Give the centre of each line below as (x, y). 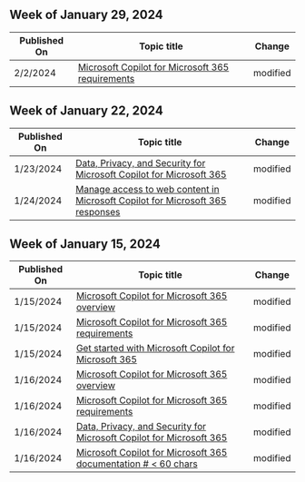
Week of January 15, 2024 (85, 244)
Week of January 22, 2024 (86, 111)
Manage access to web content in (148, 189)
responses (98, 211)
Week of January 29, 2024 (86, 15)
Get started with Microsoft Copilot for (155, 349)
